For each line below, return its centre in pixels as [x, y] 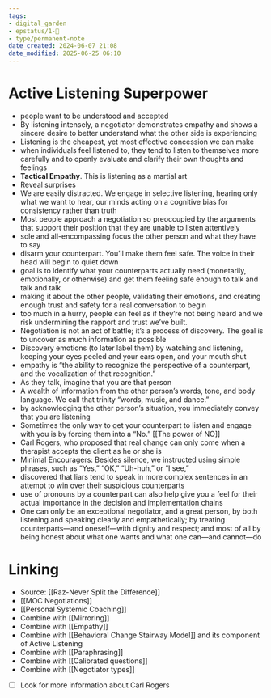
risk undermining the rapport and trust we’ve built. [104, 322]
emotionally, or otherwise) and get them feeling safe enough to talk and [139, 279]
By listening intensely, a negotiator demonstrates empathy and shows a [139, 124]
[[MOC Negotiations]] [56, 600]
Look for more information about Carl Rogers [95, 685]
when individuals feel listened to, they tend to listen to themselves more [139, 150]
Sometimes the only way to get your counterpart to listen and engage [136, 425]
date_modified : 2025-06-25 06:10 [65, 53]
